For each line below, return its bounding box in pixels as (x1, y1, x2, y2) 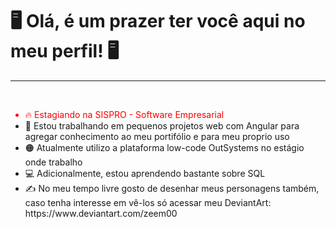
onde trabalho (24, 156, 83, 168)
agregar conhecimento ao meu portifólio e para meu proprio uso (24, 130, 290, 142)
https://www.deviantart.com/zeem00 (24, 207, 178, 219)
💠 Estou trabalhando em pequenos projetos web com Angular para (24, 119, 300, 132)
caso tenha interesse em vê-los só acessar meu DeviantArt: (24, 196, 272, 208)
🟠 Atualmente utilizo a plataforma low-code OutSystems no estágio (24, 141, 305, 153)
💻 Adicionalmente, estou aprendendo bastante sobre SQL (24, 167, 266, 179)
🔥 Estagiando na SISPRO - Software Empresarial (24, 108, 225, 120)
